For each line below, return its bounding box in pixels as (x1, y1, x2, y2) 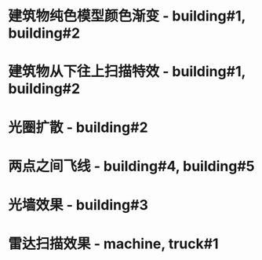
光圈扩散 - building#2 (8, 119, 148, 136)
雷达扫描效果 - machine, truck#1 (8, 235, 219, 253)
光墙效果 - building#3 (8, 196, 149, 214)
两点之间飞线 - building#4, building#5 (8, 157, 255, 175)
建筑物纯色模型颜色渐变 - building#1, (8, 7, 246, 25)
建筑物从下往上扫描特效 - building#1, (8, 63, 246, 81)
